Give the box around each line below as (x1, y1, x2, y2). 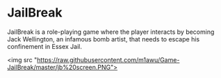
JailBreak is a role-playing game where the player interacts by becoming (7, 28, 215, 36)
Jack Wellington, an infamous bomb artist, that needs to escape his (7, 35, 200, 43)
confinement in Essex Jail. (7, 42, 82, 50)
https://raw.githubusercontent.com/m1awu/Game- (37, 55, 180, 64)
